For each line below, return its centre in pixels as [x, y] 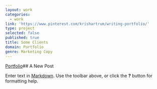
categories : [18, 14]
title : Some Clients [27, 42]
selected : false [22, 33]
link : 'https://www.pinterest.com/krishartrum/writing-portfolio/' [77, 24]
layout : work [19, 10]
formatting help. [22, 81]
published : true [22, 38]
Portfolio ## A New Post [29, 66]
